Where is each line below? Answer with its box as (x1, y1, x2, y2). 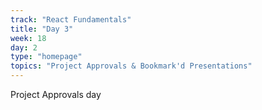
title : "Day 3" (10, 24, 74, 34)
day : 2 (10, 42, 38, 53)
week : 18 (10, 33, 47, 43)
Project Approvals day (10, 89, 102, 100)
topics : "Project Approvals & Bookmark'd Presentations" (10, 61, 253, 71)
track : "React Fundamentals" (10, 14, 132, 25)
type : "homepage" (10, 52, 83, 62)
